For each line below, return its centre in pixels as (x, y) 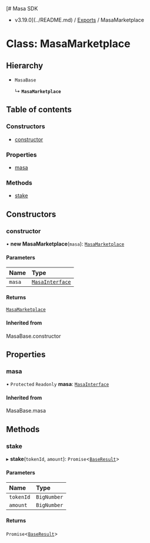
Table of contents (39, 109)
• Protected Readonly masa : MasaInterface (58, 384)
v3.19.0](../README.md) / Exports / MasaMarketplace (79, 20)
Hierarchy (25, 65)
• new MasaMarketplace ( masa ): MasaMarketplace (65, 244)
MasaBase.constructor (34, 336)
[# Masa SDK (22, 9)
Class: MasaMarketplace (68, 44)
